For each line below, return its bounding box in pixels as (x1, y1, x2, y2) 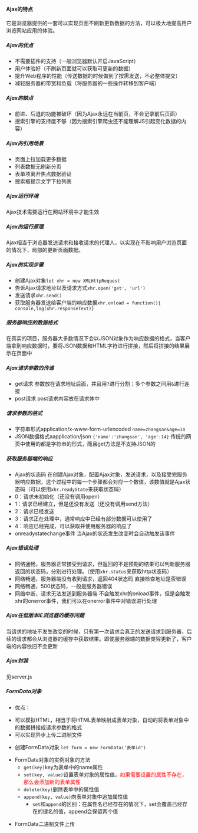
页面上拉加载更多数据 (14, 156, 67, 163)
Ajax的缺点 (6, 94, 34, 101)
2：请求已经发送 (14, 507, 55, 514)
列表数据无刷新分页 (14, 163, 62, 170)
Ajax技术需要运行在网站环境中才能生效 (6, 208, 100, 215)
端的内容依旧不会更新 (6, 642, 58, 650)
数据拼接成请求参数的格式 (19, 723, 82, 731)
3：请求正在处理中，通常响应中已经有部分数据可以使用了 (14, 515, 153, 522)
